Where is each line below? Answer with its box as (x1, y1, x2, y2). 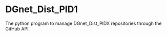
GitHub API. (5, 25, 30, 31)
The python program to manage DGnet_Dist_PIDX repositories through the (5, 20, 162, 26)
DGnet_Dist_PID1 (5, 4, 78, 15)
